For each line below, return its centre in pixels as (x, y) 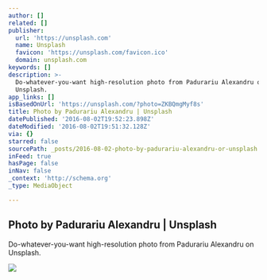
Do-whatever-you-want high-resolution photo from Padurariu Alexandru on (131, 244)
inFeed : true (30, 156)
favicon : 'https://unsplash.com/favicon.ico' (92, 52)
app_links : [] (32, 97)
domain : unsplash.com (51, 60)
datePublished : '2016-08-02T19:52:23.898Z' (81, 119)
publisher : (26, 30)
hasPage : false (33, 164)
